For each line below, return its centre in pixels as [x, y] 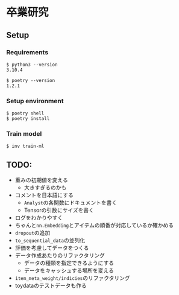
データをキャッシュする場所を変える [69, 271]
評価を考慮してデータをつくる [52, 248]
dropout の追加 [32, 233]
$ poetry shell [25, 113]
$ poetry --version [31, 80]
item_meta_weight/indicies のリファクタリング [73, 278]
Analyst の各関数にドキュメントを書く [71, 203]
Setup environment [35, 101]
